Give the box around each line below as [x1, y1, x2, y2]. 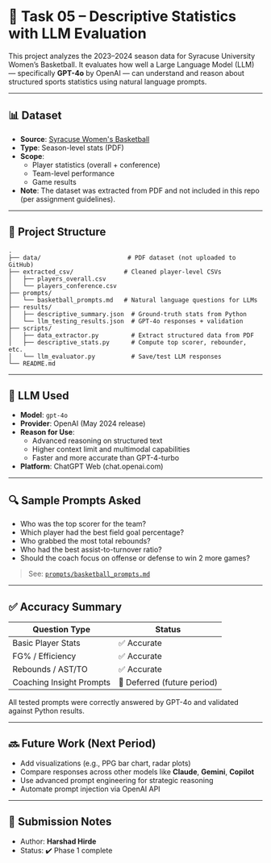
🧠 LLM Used [8, 389, 69, 402]
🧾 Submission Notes [8, 815, 112, 829]
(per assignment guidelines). [19, 194, 115, 204]
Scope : [19, 151, 44, 161]
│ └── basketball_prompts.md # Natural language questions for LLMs [8, 296, 258, 304]
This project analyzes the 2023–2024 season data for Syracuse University [8, 51, 256, 60]
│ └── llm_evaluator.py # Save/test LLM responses [8, 352, 222, 361]
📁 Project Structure [8, 225, 106, 239]
